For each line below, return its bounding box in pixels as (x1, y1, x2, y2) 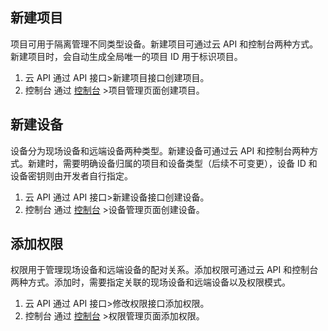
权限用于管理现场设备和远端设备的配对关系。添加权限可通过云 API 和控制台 (10, 264, 319, 276)
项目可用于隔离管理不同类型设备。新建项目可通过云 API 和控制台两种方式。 (10, 38, 319, 50)
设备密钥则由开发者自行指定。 (10, 169, 133, 182)
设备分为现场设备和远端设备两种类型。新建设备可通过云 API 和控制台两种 (10, 144, 310, 157)
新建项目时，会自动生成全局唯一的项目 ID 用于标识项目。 (10, 50, 243, 62)
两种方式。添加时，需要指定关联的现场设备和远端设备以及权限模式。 (10, 276, 291, 288)
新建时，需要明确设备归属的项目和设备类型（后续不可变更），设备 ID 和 (27, 157, 318, 169)
